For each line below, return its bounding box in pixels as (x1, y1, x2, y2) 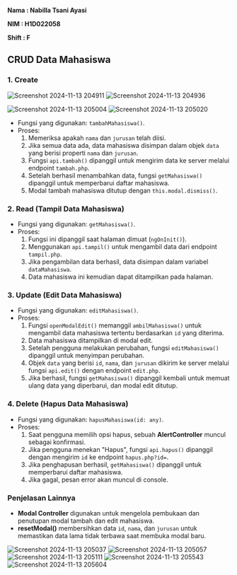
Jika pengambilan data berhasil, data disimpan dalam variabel (28, 257, 209, 266)
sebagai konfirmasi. (28, 438, 86, 446)
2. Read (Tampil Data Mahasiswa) (7, 204, 125, 214)
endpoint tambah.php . (28, 163, 90, 172)
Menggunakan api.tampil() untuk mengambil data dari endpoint (28, 242, 217, 250)
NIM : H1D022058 (7, 20, 61, 28)
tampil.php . (28, 250, 62, 258)
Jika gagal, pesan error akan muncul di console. (28, 475, 168, 484)
